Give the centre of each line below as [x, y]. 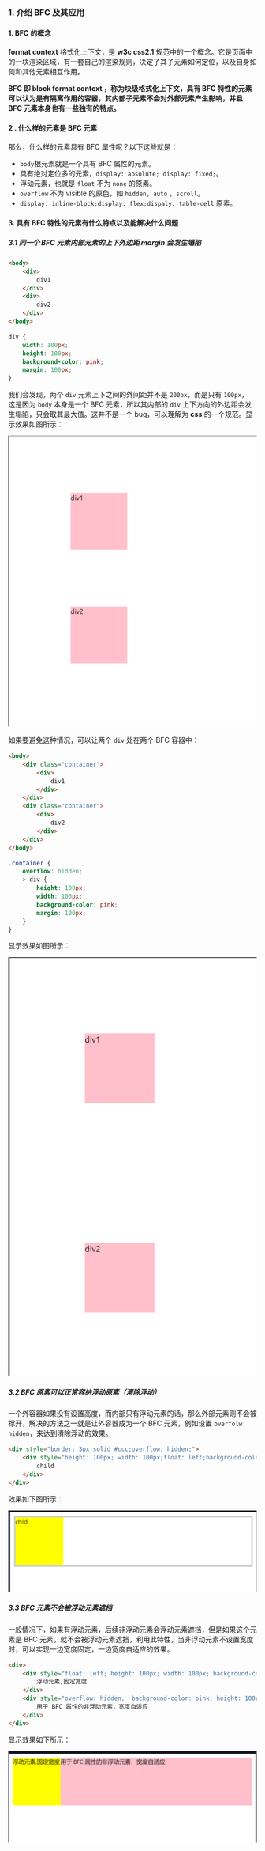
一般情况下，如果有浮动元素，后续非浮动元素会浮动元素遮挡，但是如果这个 [129, 1629]
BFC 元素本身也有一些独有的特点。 [64, 108]
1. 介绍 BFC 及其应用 [47, 12]
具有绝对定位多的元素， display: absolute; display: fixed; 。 [121, 174]
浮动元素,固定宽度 [62, 1682]
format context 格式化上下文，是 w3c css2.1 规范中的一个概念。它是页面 [127, 52]
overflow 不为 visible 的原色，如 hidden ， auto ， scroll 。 [112, 193]
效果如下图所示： [36, 1499]
